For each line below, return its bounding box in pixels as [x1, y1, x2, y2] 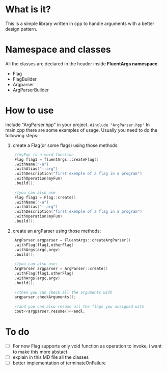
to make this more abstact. [12, 349, 69, 355]
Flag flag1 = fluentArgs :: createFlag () [14, 157, 99, 162]
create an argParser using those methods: [12, 228, 101, 234]
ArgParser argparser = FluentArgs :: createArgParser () [14, 237, 131, 243]
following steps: [5, 132, 39, 138]
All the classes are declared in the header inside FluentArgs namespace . [5, 60, 159, 67]
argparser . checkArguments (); [14, 294, 76, 300]
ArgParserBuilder [12, 87, 49, 93]
